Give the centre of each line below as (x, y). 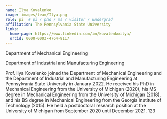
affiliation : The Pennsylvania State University (58, 24)
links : (12, 29)
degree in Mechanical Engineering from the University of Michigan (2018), (83, 94)
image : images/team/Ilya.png (36, 15)
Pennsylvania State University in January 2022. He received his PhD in (80, 84)
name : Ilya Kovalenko (28, 10)
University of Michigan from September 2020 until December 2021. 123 (80, 111)
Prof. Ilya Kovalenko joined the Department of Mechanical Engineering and (83, 73)
